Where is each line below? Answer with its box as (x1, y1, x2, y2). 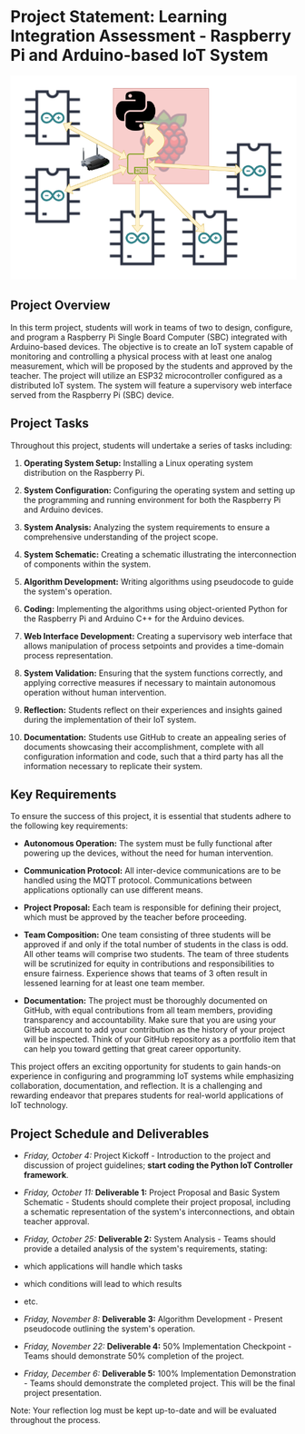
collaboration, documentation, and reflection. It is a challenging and (10, 1081, 262, 1092)
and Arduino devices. (23, 504, 103, 515)
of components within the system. (23, 559, 152, 569)
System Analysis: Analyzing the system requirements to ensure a (23, 521, 271, 532)
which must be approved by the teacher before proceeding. (23, 912, 248, 923)
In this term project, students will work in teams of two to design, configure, (10, 321, 293, 332)
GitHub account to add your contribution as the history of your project (23, 1024, 285, 1035)
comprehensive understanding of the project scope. (23, 531, 219, 542)
